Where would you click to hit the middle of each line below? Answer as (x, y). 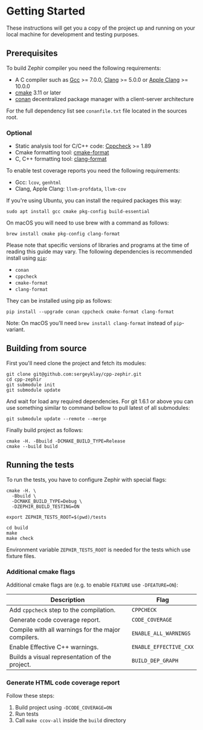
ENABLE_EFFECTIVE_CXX (163, 647)
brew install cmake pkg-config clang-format (63, 234)
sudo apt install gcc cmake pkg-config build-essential (78, 212)
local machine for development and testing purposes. (73, 34)
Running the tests (40, 465)
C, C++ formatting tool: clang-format (61, 159)
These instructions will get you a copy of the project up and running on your (101, 28)
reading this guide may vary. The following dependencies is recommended (99, 252)
